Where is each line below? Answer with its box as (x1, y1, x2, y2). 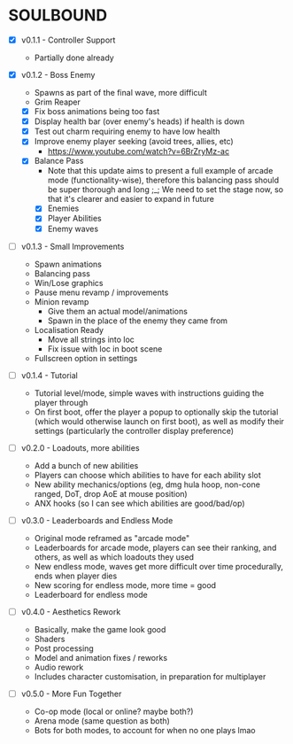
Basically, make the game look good (34, 624, 166, 634)
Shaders (34, 633, 66, 644)
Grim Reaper (34, 97, 81, 107)
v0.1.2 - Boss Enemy (20, 70, 96, 80)
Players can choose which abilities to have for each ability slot (34, 469, 262, 480)
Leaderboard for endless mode (34, 589, 148, 600)
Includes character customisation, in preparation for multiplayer (34, 670, 266, 682)
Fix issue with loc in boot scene (47, 343, 163, 354)
